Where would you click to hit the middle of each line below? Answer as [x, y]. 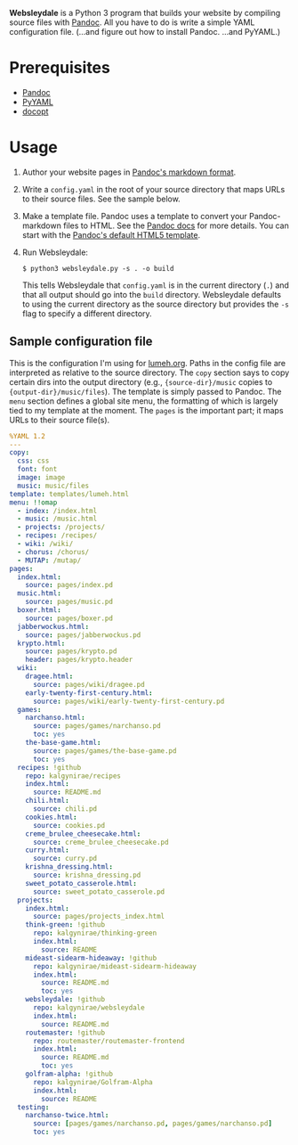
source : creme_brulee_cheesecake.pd [101, 842]
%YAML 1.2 [28, 436]
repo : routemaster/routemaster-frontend [109, 1041]
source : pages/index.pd [69, 585]
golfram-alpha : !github [69, 1074]
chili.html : [47, 801]
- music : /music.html [57, 519]
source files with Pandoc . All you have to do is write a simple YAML [132, 22]
